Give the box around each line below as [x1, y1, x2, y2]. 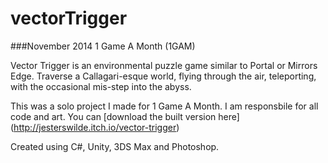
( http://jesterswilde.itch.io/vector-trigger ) [10, 121, 180, 133]
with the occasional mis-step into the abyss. [10, 80, 192, 92]
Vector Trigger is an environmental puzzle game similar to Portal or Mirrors [10, 59, 318, 71]
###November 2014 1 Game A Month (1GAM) [10, 40, 196, 52]
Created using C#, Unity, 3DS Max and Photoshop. [10, 140, 220, 152]
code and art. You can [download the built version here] [10, 110, 240, 122]
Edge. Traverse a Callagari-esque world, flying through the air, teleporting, [10, 70, 317, 82]
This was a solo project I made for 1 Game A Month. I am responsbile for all [10, 100, 319, 112]
